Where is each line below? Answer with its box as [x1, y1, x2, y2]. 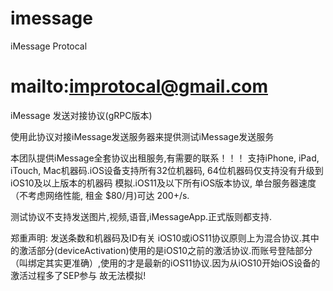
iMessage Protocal [10, 40, 88, 52]
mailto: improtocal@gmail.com [10, 75, 269, 98]
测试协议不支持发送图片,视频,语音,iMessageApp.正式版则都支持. [10, 210, 273, 222]
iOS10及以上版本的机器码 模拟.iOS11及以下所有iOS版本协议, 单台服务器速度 [10, 177, 317, 189]
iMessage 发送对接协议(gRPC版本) [10, 109, 153, 121]
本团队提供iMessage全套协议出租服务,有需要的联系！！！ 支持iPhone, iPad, [10, 152, 320, 164]
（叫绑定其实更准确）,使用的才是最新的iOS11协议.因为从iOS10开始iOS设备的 [10, 257, 321, 269]
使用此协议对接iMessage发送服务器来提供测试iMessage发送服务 [10, 130, 275, 142]
